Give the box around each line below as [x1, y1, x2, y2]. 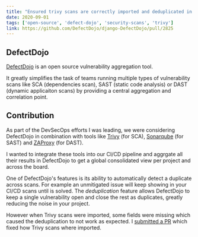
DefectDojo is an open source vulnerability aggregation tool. [6, 63, 153, 70]
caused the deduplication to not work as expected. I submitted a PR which [6, 217, 188, 225]
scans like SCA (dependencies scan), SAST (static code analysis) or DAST [6, 81, 188, 88]
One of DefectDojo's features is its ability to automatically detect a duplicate [6, 175, 192, 182]
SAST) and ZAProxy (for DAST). [6, 139, 84, 146]
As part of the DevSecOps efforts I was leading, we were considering [6, 126, 175, 134]
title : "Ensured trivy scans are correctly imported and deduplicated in [6, 8, 193, 15]
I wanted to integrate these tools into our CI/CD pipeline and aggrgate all [6, 150, 183, 157]
